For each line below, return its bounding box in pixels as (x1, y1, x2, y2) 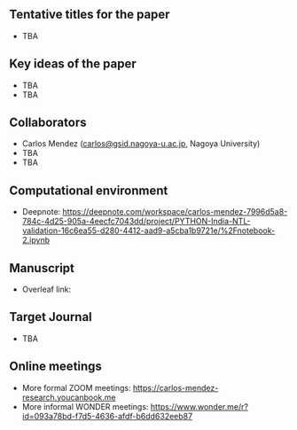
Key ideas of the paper (9, 57, 137, 72)
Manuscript (9, 261, 75, 276)
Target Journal (9, 309, 93, 324)
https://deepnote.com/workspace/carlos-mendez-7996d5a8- (62, 207, 288, 217)
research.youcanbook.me (21, 392, 116, 403)
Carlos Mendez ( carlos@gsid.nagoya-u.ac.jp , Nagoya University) (21, 138, 261, 149)
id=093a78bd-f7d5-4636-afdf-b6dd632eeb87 (21, 410, 193, 421)
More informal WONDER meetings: (21, 401, 149, 411)
